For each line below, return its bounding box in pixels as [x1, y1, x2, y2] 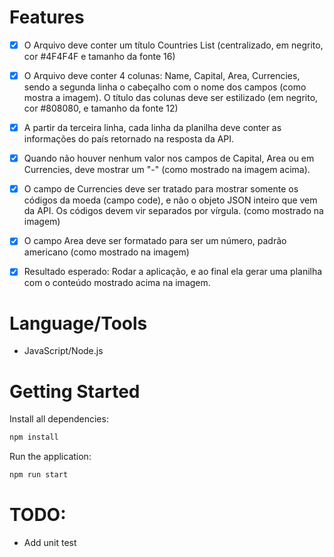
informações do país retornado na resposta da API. [23, 133, 235, 145]
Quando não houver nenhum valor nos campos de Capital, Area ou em [23, 152, 315, 165]
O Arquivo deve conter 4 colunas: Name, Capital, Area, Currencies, [23, 70, 301, 81]
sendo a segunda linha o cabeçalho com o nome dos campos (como [23, 81, 307, 93]
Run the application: [9, 451, 92, 463]
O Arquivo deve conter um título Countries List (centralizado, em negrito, [23, 39, 324, 51]
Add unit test [23, 536, 77, 548]
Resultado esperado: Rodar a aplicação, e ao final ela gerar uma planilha [23, 266, 323, 278]
